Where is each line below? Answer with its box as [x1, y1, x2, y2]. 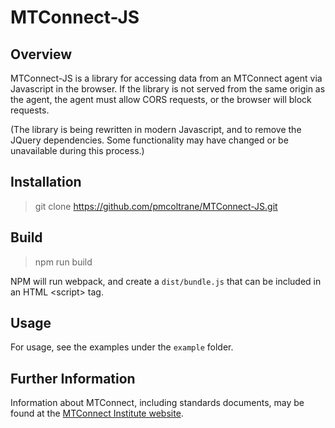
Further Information [10, 370, 136, 387]
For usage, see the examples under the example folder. [10, 341, 234, 353]
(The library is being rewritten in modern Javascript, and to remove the [10, 124, 302, 135]
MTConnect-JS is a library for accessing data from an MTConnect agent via [10, 72, 323, 84]
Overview [10, 46, 73, 63]
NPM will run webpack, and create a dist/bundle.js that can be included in [10, 275, 322, 287]
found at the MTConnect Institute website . [10, 407, 184, 420]
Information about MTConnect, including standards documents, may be [10, 397, 305, 409]
